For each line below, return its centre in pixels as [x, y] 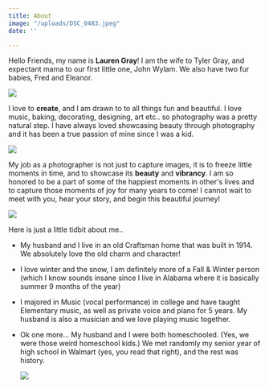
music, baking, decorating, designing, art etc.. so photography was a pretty [133, 117]
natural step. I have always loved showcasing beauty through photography [132, 126]
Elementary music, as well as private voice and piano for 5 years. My [133, 311]
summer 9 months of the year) [70, 287]
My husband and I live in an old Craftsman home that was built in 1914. [136, 246]
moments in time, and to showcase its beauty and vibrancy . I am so [121, 173]
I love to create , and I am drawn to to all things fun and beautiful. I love [125, 109]
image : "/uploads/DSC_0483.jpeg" [64, 23]
